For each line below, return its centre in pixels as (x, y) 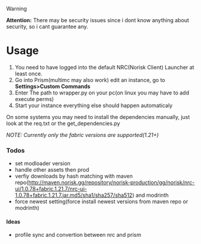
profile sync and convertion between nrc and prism (78, 235)
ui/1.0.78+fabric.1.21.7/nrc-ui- (51, 189)
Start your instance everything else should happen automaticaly (94, 105)
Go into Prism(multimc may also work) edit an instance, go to (90, 80)
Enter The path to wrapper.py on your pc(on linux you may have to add (102, 93)
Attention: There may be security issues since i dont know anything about (98, 20)
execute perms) (34, 99)
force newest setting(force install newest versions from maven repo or (101, 202)
